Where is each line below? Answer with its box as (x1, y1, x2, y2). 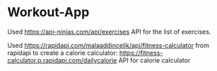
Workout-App (7, 4, 90, 20)
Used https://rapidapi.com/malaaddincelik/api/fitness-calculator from (7, 41, 210, 49)
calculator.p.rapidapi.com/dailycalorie (7, 56, 117, 64)
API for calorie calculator (118, 56, 191, 64)
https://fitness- (119, 49, 163, 57)
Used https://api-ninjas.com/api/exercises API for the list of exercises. (7, 27, 211, 36)
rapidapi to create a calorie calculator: (7, 49, 118, 57)
